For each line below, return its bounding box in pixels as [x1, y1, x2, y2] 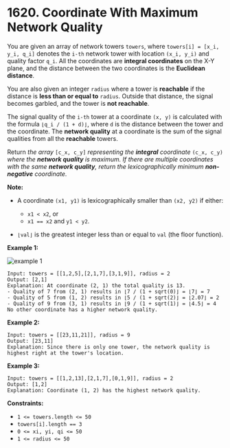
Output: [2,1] [7, 276, 48, 283]
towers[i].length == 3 [16, 421, 82, 427]
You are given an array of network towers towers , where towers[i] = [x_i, [7, 42, 220, 50]
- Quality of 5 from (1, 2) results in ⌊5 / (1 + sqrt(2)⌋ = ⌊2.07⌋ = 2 [7, 294, 220, 301]
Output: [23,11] [7, 337, 54, 344]
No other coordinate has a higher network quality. [7, 306, 158, 313]
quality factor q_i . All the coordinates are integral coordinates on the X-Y [7, 56, 215, 65]
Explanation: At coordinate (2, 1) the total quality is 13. [7, 282, 186, 289]
